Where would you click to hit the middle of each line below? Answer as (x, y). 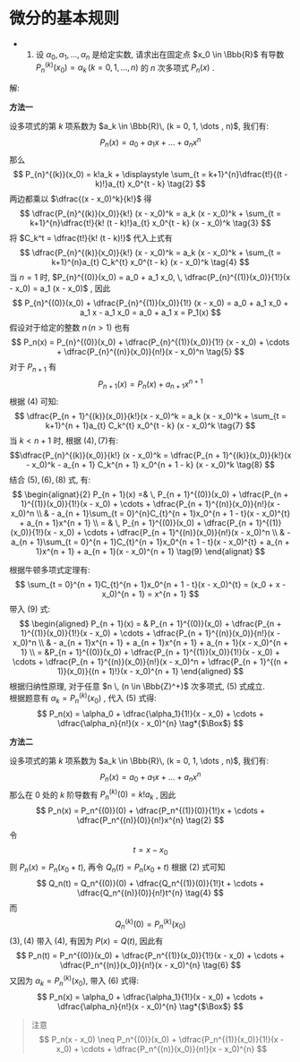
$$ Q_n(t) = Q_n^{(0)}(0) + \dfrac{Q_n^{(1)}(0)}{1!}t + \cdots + (150, 883)
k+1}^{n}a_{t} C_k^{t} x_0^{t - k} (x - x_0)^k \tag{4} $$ (150, 261)
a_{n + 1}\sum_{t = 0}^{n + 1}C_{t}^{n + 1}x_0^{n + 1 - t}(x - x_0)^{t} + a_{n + (150, 542)
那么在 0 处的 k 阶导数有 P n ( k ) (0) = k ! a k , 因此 (93, 795)
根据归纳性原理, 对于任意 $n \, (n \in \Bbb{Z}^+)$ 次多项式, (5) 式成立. (137, 686)
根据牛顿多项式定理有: (50, 570)
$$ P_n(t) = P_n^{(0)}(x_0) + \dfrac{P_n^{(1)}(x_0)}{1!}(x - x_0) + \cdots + (150, 955)
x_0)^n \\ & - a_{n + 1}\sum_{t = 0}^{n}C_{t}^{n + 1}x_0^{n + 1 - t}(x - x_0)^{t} (150, 513)
